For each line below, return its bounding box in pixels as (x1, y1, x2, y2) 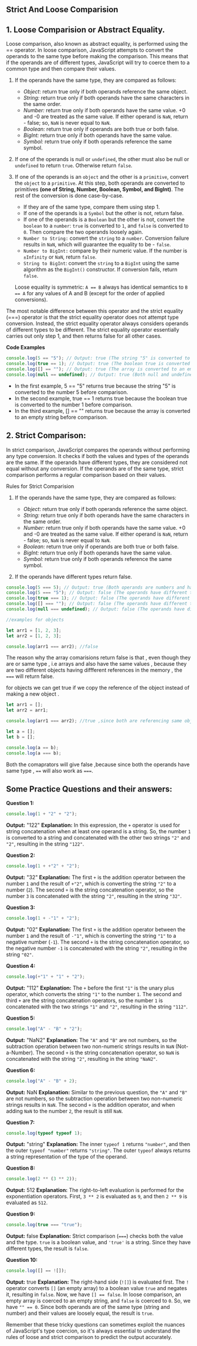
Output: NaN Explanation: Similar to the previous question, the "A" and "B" (6, 1088, 188, 1095)
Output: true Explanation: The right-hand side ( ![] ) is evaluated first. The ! (6, 1278, 189, 1285)
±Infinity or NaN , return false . (23, 253, 97, 260)
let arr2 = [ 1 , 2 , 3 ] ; (6, 633, 62, 639)
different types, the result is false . (6, 1245, 89, 1252)
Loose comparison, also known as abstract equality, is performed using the (6, 41, 188, 48)
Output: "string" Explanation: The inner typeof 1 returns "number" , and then (6, 1141, 191, 1148)
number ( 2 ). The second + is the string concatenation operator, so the (6, 886, 174, 893)
